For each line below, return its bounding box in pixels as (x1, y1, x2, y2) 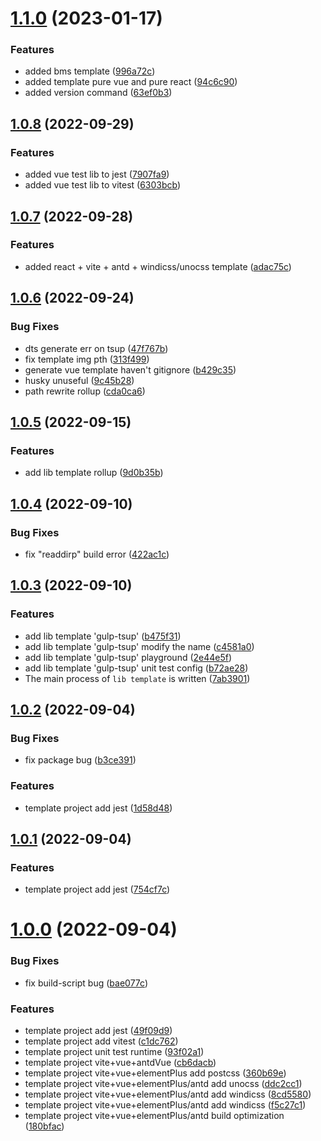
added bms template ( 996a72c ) (24, 65, 156, 77)
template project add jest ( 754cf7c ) (24, 883, 171, 896)
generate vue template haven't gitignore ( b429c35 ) (24, 363, 237, 376)
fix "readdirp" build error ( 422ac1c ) (24, 548, 170, 560)
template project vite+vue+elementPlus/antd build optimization (24, 1110, 285, 1122)
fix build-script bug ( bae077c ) (24, 977, 149, 989)
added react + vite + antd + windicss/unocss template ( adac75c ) (24, 260, 292, 272)
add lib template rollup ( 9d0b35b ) (24, 467, 164, 479)
